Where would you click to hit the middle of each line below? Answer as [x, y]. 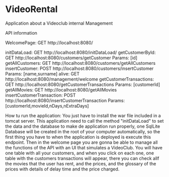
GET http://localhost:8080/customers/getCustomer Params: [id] [71, 58]
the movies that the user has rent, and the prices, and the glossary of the [81, 163]
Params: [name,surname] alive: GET [43, 73]
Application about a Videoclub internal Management [59, 23]
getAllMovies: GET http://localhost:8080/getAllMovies [61, 90]
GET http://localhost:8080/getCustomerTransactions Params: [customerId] [83, 84]
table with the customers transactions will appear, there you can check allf [82, 158]
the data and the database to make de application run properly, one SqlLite [83, 126]
